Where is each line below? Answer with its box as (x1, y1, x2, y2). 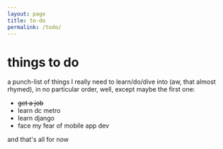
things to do (7, 54, 79, 70)
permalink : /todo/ (7, 23, 62, 31)
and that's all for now (7, 136, 69, 144)
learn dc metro (17, 106, 61, 115)
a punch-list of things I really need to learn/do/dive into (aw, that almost (7, 77, 216, 86)
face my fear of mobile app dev (17, 121, 110, 130)
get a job (17, 99, 44, 107)
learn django (17, 114, 55, 123)
